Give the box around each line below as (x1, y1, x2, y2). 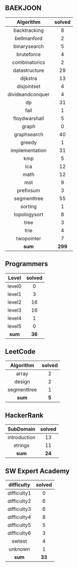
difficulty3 (7, 506, 31, 513)
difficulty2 (7, 498, 31, 504)
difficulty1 (7, 490, 31, 497)
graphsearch (14, 131, 44, 137)
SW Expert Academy (5, 467, 70, 475)
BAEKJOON (5, 4, 42, 12)
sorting (20, 203, 37, 210)
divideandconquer (7, 91, 50, 98)
